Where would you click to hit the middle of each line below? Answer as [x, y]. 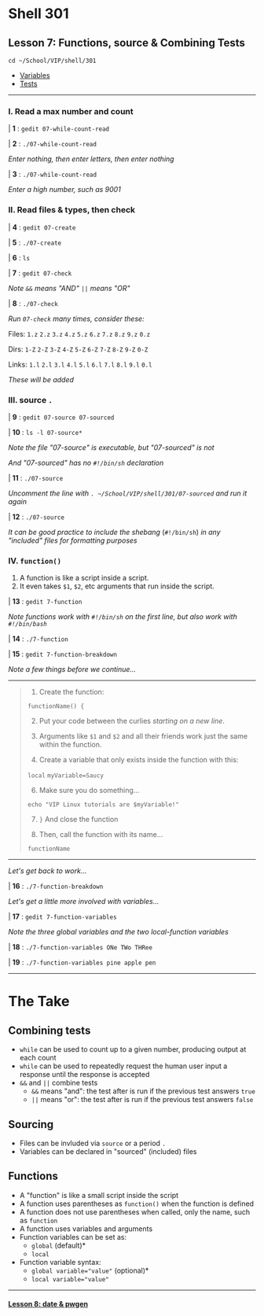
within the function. [70, 745]
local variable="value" [70, 1279]
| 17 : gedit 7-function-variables [62, 916]
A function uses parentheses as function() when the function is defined [136, 1204]
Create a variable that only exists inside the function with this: [139, 760]
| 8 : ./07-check [33, 303]
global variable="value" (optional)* [90, 1270]
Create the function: [71, 692]
